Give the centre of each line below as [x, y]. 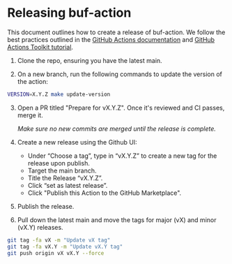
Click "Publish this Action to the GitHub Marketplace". [105, 193]
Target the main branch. [62, 170]
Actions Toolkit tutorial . [40, 47]
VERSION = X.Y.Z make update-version [59, 94]
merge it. [30, 115]
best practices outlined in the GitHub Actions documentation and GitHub [111, 39]
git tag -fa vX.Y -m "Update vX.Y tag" [65, 247]
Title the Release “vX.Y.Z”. [65, 178]
